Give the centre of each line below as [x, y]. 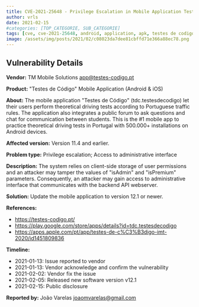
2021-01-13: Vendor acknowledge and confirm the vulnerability [92, 267]
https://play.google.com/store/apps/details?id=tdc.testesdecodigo [96, 225]
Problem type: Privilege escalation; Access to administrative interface [92, 154]
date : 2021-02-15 [28, 22]
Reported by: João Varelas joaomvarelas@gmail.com [71, 298]
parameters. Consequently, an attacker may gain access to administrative [96, 179]
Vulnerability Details [45, 63]
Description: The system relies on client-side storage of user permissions [96, 166]
